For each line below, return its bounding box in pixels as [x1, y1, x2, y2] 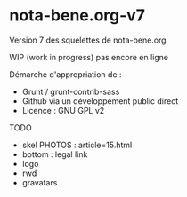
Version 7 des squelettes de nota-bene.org [9, 35, 167, 45]
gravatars [21, 177, 58, 187]
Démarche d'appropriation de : [9, 68, 122, 80]
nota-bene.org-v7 [9, 5, 145, 26]
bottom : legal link [21, 148, 88, 160]
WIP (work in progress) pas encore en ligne [9, 51, 169, 62]
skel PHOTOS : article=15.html [21, 139, 133, 150]
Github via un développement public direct [21, 95, 179, 106]
